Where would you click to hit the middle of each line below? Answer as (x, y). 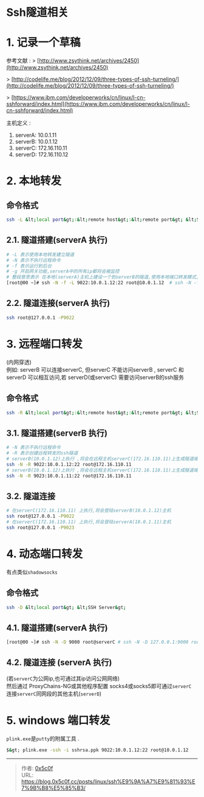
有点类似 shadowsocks (32, 572)
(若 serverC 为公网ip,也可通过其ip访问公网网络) (63, 678)
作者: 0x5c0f (37, 768)
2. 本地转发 (34, 181)
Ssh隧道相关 (37, 12)
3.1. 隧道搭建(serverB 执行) (57, 433)
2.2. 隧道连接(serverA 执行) (58, 303)
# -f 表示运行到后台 (29, 266)
